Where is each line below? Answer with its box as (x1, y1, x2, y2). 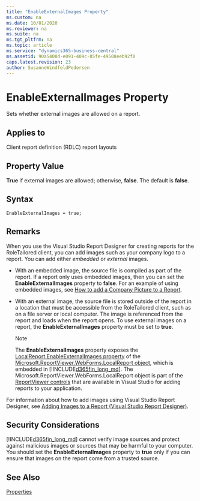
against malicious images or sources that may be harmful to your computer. (6, 442, 193, 449)
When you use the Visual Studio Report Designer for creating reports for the (6, 242, 194, 250)
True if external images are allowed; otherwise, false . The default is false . (6, 176, 189, 184)
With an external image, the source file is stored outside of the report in (14, 298, 192, 305)
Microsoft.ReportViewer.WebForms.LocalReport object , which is (14, 359, 174, 366)
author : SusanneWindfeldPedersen (6, 64, 90, 71)
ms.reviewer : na (6, 25, 47, 32)
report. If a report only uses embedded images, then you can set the (14, 273, 184, 280)
